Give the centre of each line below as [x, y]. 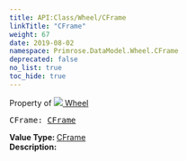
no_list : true [36, 68]
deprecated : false [44, 59]
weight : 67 [30, 34]
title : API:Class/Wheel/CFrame [68, 18]
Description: [33, 147]
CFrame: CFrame [43, 120]
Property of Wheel [49, 103]
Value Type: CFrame [48, 137]
